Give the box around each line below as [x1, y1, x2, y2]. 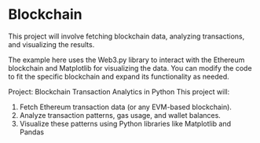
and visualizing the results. [8, 39, 95, 49]
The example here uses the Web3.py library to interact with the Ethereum [8, 55, 245, 64]
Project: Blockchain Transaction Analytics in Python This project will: [8, 86, 230, 96]
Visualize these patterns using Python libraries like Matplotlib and [19, 119, 232, 128]
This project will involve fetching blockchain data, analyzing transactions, [8, 31, 245, 41]
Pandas [19, 127, 45, 137]
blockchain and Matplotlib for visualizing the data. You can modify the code [8, 63, 253, 72]
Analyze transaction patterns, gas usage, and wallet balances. [19, 110, 222, 119]
